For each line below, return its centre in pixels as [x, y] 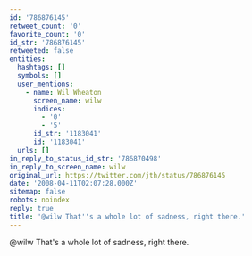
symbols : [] [40, 76]
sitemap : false [38, 192]
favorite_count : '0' [48, 34]
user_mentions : [46, 84]
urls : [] [34, 150]
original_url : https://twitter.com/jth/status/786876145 [118, 175]
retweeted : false [42, 51]
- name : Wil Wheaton [63, 92]
